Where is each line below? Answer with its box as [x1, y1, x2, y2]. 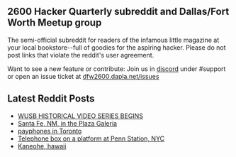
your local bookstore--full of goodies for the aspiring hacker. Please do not [7, 43, 226, 52]
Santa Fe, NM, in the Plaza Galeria [17, 119, 118, 127]
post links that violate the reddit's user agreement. [7, 50, 154, 59]
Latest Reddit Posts [7, 92, 95, 105]
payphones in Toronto [17, 126, 82, 135]
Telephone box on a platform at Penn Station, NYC [17, 134, 165, 143]
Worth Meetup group [7, 17, 102, 29]
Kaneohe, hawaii [17, 141, 67, 150]
